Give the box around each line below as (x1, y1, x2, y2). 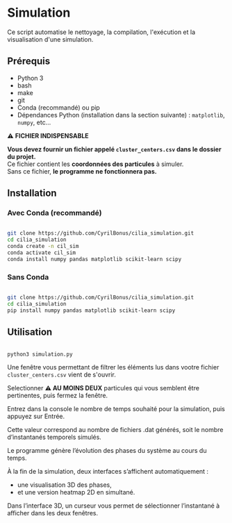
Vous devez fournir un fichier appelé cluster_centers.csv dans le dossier (7, 144, 222, 153)
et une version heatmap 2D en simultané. (17, 488, 135, 497)
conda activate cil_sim (7, 249, 76, 256)
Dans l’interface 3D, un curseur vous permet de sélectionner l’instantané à (7, 501, 220, 510)
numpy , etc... (17, 118, 51, 126)
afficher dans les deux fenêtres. (7, 509, 99, 517)
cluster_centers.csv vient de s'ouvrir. (7, 370, 116, 379)
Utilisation (7, 326, 53, 338)
